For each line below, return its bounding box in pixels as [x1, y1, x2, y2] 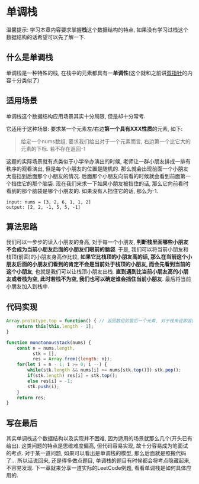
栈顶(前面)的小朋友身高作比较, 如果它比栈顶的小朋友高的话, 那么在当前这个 [6, 253, 187, 260]
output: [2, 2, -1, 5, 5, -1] [6, 204, 81, 210]
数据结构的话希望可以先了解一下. [6, 33, 86, 40]
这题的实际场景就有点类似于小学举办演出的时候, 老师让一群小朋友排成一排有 [6, 157, 191, 164]
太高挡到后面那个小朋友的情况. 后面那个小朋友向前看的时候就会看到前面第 [6, 172, 185, 179]
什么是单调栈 [6, 53, 53, 63]
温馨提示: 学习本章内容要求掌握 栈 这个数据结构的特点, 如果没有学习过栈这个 [6, 26, 188, 33]
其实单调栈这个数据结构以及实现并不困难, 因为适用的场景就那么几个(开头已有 [6, 435, 193, 442]
